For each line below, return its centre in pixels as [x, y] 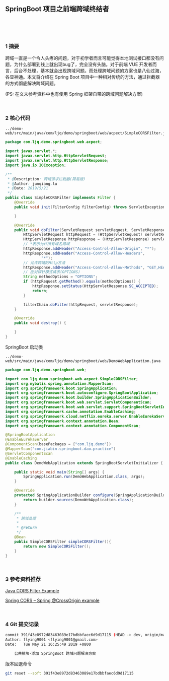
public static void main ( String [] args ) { [59, 472]
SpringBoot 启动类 [24, 347]
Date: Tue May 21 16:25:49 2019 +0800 [48, 644]
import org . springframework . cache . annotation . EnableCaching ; [71, 412]
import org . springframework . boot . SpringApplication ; [62, 388]
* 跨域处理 [26, 518]
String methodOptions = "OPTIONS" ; [61, 277]
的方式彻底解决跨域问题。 [32, 83]
